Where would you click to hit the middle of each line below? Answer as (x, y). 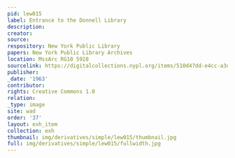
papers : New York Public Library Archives (70, 53)
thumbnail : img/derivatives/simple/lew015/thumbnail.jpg (92, 137)
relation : (22, 99)
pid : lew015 (24, 14)
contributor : (26, 85)
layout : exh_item (33, 124)
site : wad (22, 111)
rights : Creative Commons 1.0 (51, 92)
